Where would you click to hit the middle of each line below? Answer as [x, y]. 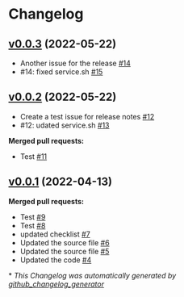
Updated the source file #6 [65, 242]
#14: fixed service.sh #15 [61, 72]
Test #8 [33, 225]
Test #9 [33, 217]
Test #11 [33, 156]
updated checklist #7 [55, 234]
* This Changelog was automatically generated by [92, 275]
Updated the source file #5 [65, 251]
